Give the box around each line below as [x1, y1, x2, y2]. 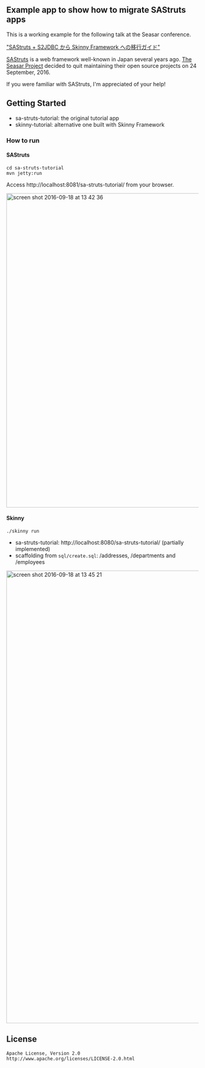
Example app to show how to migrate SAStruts [6, 5, 186, 15]
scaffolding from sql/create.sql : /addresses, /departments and [15, 552, 176, 559]
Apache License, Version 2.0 [6, 1050, 81, 1056]
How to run [6, 136, 40, 144]
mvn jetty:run [6, 170, 43, 176]
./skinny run [6, 528, 40, 534]
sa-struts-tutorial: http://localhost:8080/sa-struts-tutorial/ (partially [15, 538, 184, 546]
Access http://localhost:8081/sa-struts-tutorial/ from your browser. [6, 180, 174, 188]
